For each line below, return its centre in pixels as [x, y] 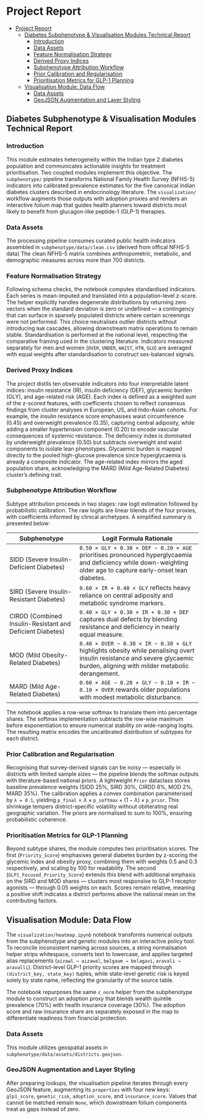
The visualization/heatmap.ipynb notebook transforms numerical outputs [99, 935]
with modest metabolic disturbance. [131, 697]
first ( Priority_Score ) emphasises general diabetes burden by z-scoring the [102, 855]
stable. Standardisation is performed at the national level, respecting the [97, 335]
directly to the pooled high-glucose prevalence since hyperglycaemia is [96, 455]
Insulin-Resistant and [40, 624]
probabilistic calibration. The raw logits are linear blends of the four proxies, [102, 510]
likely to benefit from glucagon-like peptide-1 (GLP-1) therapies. [86, 211]
